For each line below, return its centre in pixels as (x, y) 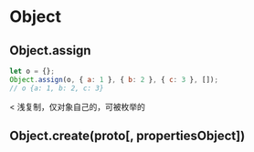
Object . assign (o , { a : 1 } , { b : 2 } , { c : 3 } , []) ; (114, 79)
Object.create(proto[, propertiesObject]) (127, 136)
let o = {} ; (32, 71)
